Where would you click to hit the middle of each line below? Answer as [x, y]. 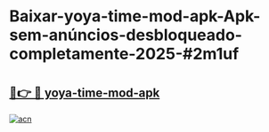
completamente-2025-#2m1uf [124, 54]
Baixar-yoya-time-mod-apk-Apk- [135, 16]
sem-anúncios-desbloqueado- [126, 35]
